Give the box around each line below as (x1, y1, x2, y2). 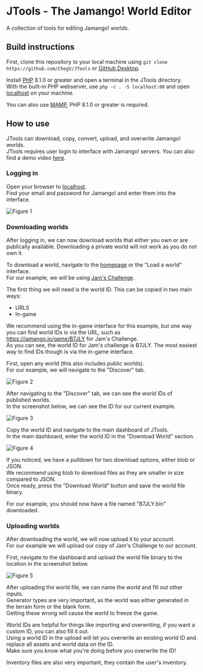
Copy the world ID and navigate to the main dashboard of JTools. (6, 426, 169, 433)
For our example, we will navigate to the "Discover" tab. (6, 366, 145, 374)
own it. (6, 249, 23, 257)
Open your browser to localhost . (6, 183, 87, 190)
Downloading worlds (6, 223, 68, 231)
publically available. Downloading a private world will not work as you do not (6, 243, 197, 250)
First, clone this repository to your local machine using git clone (6, 58, 168, 65)
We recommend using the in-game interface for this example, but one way (6, 322, 192, 330)
